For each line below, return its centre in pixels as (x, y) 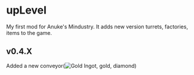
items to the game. (29, 32)
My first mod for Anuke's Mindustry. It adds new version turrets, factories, (97, 27)
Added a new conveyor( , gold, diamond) (71, 66)
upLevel (26, 10)
